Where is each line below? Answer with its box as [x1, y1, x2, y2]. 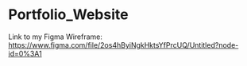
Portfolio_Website [8, 6, 129, 24]
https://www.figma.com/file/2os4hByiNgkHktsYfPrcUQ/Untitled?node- [8, 40, 239, 49]
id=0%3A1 [8, 49, 42, 58]
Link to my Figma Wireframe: [8, 32, 103, 41]
